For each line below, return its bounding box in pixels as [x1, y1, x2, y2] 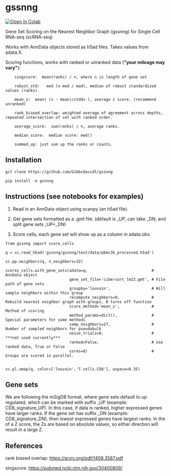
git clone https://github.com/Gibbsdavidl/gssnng [5, 169, 113, 174]
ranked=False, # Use [69, 340, 163, 345]
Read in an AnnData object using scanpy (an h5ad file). [12, 205, 129, 212]
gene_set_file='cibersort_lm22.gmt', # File [69, 277, 166, 282]
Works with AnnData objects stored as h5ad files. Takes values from [5, 44, 149, 50]
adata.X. [5, 49, 23, 55]
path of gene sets [5, 281, 44, 286]
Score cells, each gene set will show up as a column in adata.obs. [12, 231, 152, 237]
